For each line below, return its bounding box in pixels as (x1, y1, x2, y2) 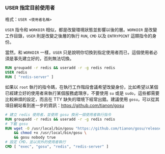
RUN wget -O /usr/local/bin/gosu (5, 126, 74, 131)
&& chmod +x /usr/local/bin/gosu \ (14, 130, 87, 135)
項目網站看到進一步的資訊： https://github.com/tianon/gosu (5, 102, 124, 108)
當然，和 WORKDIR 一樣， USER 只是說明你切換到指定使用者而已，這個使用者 (5, 50, 154, 55)
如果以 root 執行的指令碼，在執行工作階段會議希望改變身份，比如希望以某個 (5, 84, 159, 90)
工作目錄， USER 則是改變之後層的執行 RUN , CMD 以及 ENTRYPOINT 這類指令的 (5, 33, 152, 39)
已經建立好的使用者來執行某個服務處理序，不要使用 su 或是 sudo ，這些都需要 (5, 90, 160, 96)
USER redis (5, 70, 27, 75)
